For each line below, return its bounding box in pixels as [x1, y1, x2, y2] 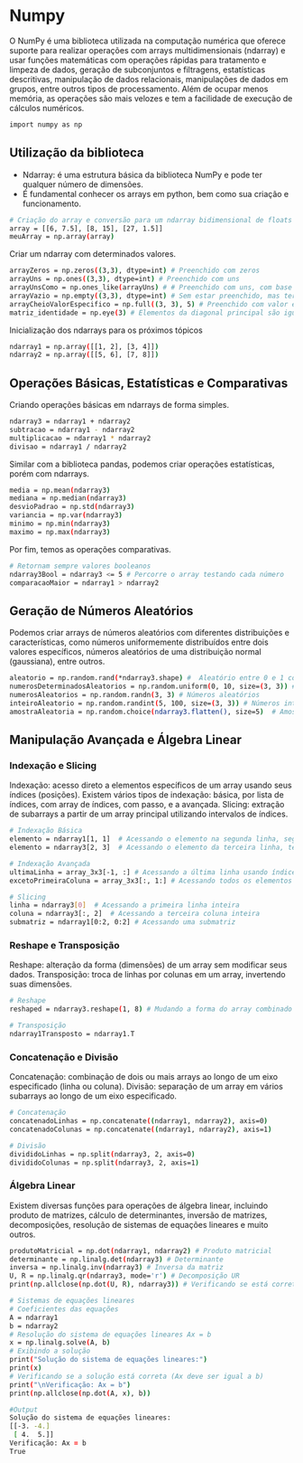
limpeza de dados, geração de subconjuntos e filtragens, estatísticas [9, 64, 266, 75]
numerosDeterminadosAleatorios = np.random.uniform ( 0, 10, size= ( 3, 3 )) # [9, 682, 297, 692]
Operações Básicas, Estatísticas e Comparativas [9, 375, 289, 391]
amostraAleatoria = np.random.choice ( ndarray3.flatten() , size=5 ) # [9, 707, 277, 716]
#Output [9, 1405, 39, 1414]
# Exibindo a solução [9, 1346, 91, 1356]
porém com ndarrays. [9, 467, 90, 479]
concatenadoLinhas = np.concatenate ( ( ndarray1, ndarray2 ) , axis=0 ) [9, 1117, 269, 1126]
